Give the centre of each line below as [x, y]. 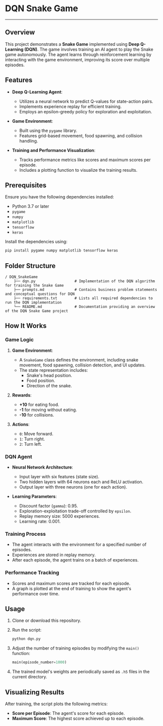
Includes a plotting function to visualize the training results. [78, 170]
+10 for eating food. [39, 404]
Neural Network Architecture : [43, 467]
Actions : [21, 424]
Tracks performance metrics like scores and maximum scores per [85, 160]
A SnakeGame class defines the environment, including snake [79, 360]
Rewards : [22, 395]
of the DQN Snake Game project [37, 311]
